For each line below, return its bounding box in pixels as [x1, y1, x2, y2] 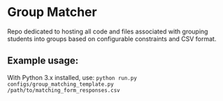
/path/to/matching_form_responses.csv [7, 86, 120, 94]
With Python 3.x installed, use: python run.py [7, 73, 138, 81]
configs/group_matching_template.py [7, 81, 114, 88]
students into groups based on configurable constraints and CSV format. [7, 34, 217, 42]
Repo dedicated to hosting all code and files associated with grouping [7, 27, 208, 36]
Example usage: [7, 55, 79, 67]
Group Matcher [7, 4, 97, 20]
